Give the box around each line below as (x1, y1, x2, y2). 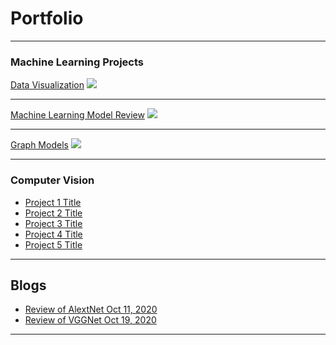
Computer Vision (10, 173, 95, 187)
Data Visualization (10, 79, 85, 91)
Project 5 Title (24, 238, 83, 251)
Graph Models (10, 139, 69, 151)
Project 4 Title (24, 228, 83, 240)
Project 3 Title (24, 217, 83, 229)
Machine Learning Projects (10, 55, 144, 69)
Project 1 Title (24, 196, 82, 208)
